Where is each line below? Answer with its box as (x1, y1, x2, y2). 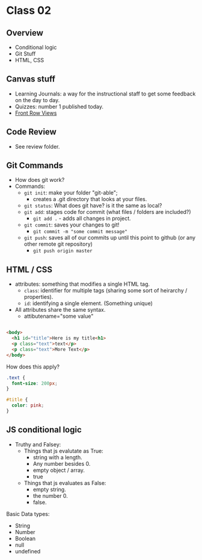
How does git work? (14, 176, 65, 184)
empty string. (32, 486, 66, 493)
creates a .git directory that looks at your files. (32, 196, 147, 203)
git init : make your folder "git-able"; (23, 189, 118, 196)
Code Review (6, 127, 57, 137)
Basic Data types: (6, 510, 50, 517)
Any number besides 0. (32, 460, 91, 467)
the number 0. (32, 492, 68, 499)
